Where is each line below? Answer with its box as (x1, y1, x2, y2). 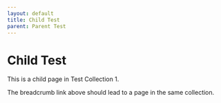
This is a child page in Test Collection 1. (7, 75, 119, 83)
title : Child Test (7, 16, 60, 23)
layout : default (7, 10, 54, 17)
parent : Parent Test (7, 23, 67, 30)
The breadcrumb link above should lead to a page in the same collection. (7, 89, 215, 97)
